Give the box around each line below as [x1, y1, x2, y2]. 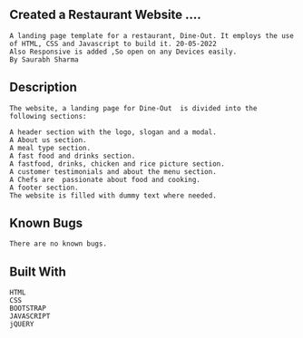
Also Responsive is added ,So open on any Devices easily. [9, 47, 238, 56]
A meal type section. [9, 143, 92, 152]
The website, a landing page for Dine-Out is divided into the [9, 103, 258, 112]
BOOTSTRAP [9, 304, 47, 314]
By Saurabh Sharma [9, 54, 79, 64]
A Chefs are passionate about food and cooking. [9, 175, 201, 184]
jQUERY [9, 320, 34, 329]
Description [9, 80, 77, 95]
